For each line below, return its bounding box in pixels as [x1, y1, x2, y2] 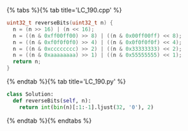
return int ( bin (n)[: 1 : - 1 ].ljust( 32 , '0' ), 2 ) [19, 104, 154, 111]
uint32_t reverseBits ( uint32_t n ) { [6, 20, 113, 26]
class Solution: [6, 91, 54, 98]
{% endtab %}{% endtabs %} [6, 116, 92, 125]
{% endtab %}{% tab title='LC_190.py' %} [6, 77, 126, 86]
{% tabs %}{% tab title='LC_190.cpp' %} [6, 6, 122, 14]
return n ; [13, 59, 41, 65]
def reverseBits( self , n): [13, 97, 92, 104]
